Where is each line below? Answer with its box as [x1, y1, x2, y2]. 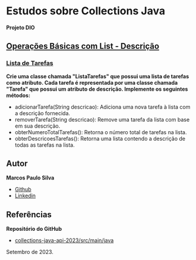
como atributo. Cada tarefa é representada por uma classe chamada [6, 79, 178, 86]
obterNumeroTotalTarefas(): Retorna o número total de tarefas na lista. [14, 128, 187, 135]
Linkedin [14, 192, 36, 199]
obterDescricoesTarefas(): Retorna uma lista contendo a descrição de [14, 135, 186, 142]
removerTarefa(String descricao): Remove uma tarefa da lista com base [14, 116, 190, 123]
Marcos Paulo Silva [6, 174, 55, 181]
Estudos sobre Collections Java [6, 4, 165, 18]
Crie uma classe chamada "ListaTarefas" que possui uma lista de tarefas [6, 73, 189, 80]
